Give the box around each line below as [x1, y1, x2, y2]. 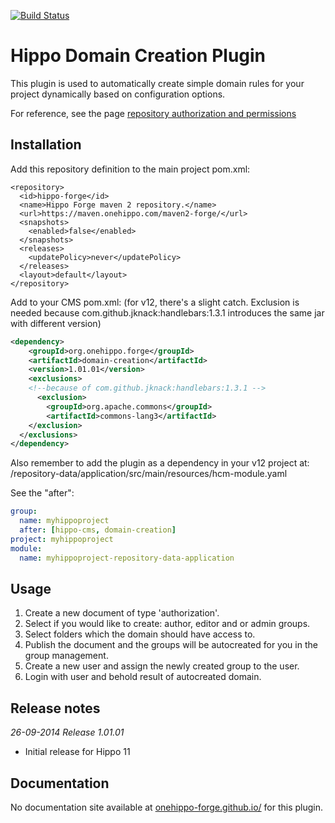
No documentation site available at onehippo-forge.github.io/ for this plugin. [10, 801, 324, 813]
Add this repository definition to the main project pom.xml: [10, 163, 251, 175]
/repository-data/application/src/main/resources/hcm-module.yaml [10, 468, 288, 480]
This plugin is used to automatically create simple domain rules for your [10, 77, 305, 89]
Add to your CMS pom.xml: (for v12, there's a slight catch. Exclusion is [10, 296, 300, 308]
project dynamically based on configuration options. [10, 88, 226, 100]
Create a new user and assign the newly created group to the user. [24, 660, 300, 672]
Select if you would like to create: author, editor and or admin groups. [24, 618, 311, 630]
